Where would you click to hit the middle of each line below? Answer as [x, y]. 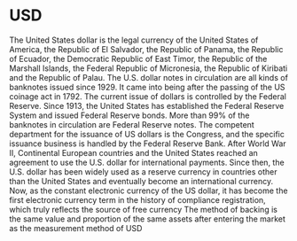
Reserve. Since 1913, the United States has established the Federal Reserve [147, 105]
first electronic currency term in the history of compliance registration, [137, 199]
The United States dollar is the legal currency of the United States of [134, 40]
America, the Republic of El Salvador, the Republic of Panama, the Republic [146, 49]
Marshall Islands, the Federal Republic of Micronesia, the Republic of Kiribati [148, 68]
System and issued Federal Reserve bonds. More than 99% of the [129, 115]
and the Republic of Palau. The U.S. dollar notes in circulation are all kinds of [148, 77]
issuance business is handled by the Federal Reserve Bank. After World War [148, 144]
